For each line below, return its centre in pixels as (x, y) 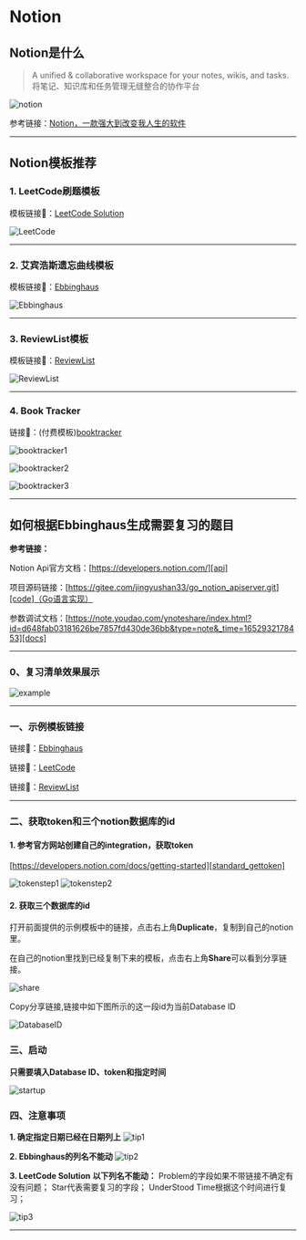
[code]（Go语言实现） (51, 599)
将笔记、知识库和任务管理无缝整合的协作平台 (116, 86)
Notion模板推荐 (53, 163)
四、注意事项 (38, 1115)
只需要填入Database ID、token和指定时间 (88, 1072)
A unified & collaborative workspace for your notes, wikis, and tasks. (160, 75)
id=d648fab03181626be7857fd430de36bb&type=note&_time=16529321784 (152, 629)
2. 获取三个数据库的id (50, 905)
